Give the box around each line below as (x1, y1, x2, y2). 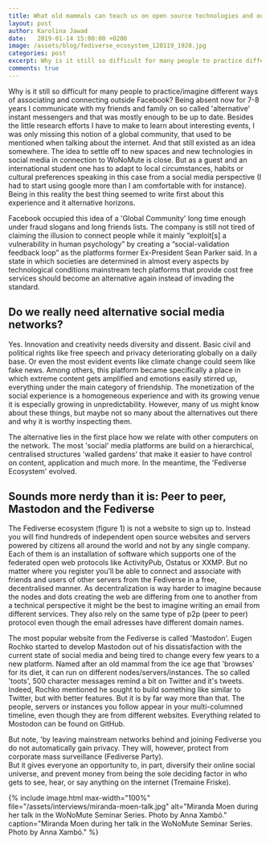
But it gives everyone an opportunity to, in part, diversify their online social (8, 760, 256, 770)
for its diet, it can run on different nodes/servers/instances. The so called (8, 668, 251, 677)
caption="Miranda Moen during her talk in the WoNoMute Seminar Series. (8, 819, 253, 829)
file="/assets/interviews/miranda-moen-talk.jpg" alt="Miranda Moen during (8, 801, 259, 811)
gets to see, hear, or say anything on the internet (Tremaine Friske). (8, 777, 231, 787)
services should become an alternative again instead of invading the (8, 273, 235, 283)
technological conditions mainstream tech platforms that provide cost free (8, 264, 254, 274)
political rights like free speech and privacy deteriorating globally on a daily (8, 348, 257, 357)
